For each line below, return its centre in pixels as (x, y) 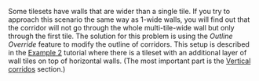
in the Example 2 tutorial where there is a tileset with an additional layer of (128, 53)
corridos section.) (37, 69)
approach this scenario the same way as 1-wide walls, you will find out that (129, 19)
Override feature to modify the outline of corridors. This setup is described (129, 44)
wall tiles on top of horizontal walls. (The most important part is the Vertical (129, 61)
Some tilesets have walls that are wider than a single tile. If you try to (119, 11)
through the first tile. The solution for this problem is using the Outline (120, 36)
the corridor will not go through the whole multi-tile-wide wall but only (121, 28)
